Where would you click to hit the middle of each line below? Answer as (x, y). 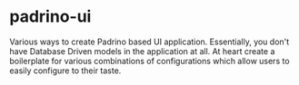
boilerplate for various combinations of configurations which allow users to (149, 61)
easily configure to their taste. (65, 71)
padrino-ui (50, 17)
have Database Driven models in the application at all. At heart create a (142, 51)
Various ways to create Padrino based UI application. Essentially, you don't (149, 42)
